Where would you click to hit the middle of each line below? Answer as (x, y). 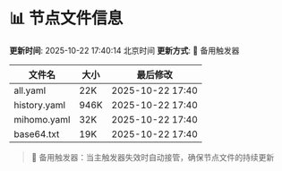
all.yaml (30, 90)
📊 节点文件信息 (66, 18)
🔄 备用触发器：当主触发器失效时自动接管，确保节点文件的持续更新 (153, 157)
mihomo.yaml (42, 119)
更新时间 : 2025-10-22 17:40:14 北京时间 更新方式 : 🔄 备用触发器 (124, 50)
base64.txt (37, 133)
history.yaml (39, 105)
